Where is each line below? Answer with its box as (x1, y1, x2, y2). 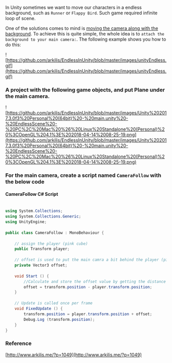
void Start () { (14, 274, 50, 279)
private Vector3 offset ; (14, 263, 68, 268)
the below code (5, 178, 45, 186)
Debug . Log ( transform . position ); (24, 317, 95, 322)
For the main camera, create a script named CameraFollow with (5, 172, 161, 179)
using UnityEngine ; (5, 220, 47, 225)
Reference (5, 340, 32, 347)
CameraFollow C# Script (5, 191, 58, 197)
